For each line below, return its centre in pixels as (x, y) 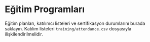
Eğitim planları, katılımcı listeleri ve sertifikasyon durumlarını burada (75, 23)
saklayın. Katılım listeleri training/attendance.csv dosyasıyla (68, 28)
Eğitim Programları (45, 9)
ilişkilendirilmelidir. (24, 34)
